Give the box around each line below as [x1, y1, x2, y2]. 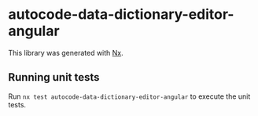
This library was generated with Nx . [8, 48, 123, 57]
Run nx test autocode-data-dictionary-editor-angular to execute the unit [8, 92, 251, 101]
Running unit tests [8, 71, 100, 84]
